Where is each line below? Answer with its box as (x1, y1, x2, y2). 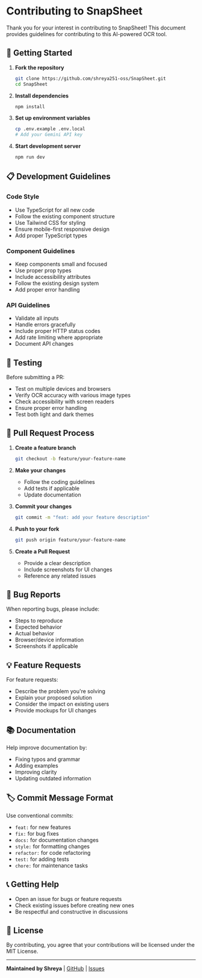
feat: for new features (14, 824, 71, 831)
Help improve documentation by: (6, 744, 87, 751)
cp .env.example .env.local (14, 126, 85, 132)
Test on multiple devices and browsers (14, 385, 111, 393)
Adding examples (14, 762, 58, 769)
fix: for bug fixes (14, 830, 59, 837)
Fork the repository (14, 64, 64, 71)
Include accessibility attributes (14, 273, 91, 280)
